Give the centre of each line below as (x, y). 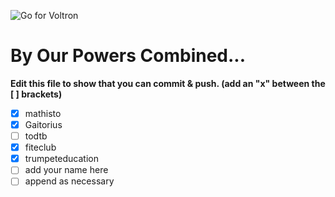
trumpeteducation (61, 159)
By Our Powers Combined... (128, 56)
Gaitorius (43, 124)
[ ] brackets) (36, 94)
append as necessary (69, 181)
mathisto (43, 113)
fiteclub (40, 147)
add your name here (66, 170)
